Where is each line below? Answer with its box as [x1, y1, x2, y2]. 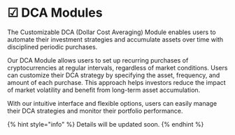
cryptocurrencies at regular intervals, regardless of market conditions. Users [7, 63, 228, 72]
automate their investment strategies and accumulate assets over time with [7, 35, 224, 43]
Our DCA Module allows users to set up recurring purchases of [7, 56, 189, 64]
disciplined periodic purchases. [7, 42, 98, 51]
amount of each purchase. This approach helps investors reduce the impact [7, 78, 226, 86]
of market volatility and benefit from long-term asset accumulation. [7, 86, 201, 94]
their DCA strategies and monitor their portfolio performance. [7, 106, 183, 115]
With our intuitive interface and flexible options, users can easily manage [7, 99, 218, 107]
